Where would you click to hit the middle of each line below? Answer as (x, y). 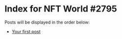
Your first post (26, 31)
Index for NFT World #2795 (61, 9)
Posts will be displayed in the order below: (47, 22)
